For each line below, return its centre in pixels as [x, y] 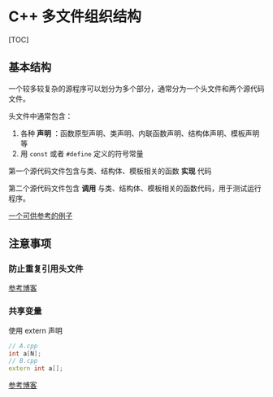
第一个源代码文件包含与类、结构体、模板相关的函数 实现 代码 [110, 171]
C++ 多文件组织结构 [75, 17]
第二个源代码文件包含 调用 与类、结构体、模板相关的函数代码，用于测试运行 [135, 188]
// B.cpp [23, 361]
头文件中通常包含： [41, 116]
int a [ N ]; [25, 353]
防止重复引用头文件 [46, 269]
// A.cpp [23, 346]
